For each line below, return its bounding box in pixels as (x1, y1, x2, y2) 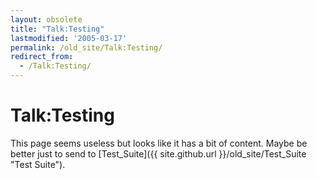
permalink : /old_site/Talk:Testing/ (10, 42, 163, 53)
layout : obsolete (10, 14, 83, 25)
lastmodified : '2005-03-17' (10, 33, 128, 43)
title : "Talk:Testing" (10, 24, 105, 34)
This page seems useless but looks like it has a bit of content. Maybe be (10, 137, 308, 149)
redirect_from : (10, 52, 74, 62)
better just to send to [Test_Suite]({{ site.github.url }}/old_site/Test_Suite (10, 147, 307, 160)
